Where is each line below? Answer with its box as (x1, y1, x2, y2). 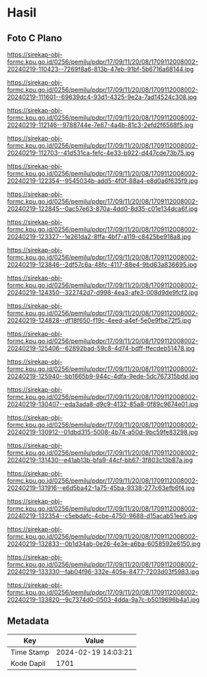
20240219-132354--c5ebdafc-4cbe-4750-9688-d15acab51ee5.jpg (7, 512, 197, 520)
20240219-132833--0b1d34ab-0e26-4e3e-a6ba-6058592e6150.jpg (7, 540, 201, 548)
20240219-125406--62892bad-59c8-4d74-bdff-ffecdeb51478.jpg (7, 344, 195, 352)
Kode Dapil (10, 658, 46, 668)
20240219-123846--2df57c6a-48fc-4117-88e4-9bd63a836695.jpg (7, 260, 197, 269)
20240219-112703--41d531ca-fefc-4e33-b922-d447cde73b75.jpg (7, 149, 195, 157)
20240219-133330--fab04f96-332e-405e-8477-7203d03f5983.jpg (7, 568, 199, 575)
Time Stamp (10, 647, 50, 657)
